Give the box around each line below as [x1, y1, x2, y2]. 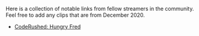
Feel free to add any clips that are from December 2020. [5, 11, 145, 19]
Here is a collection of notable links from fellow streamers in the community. [5, 5, 194, 12]
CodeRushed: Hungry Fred [14, 23, 81, 30]
